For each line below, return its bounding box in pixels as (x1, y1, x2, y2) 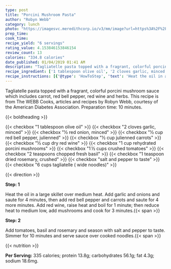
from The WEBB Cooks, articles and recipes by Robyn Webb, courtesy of (5, 98, 158, 104)
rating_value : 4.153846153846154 (5, 45, 76, 50)
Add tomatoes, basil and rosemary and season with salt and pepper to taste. (5, 227, 165, 233)
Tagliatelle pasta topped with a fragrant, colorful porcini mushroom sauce (5, 88, 159, 94)
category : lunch (5, 21, 40, 27)
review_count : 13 (5, 50, 42, 55)
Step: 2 (5, 217, 21, 223)
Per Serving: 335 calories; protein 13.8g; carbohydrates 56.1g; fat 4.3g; (5, 252, 154, 258)
